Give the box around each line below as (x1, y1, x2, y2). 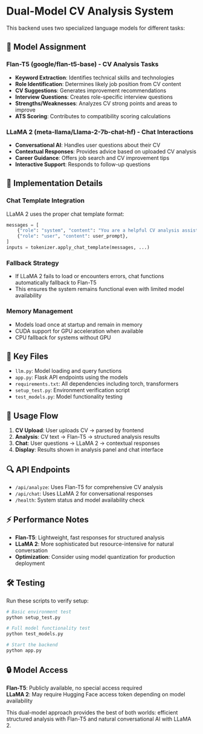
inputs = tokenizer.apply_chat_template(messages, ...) (6, 244, 150, 251)
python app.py (6, 647, 42, 654)
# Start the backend (6, 642, 59, 648)
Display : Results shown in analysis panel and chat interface (14, 446, 164, 453)
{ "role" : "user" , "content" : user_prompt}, (17, 233, 129, 239)
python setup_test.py (6, 614, 61, 621)
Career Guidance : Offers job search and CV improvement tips (14, 154, 170, 161)
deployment (14, 559, 45, 567)
